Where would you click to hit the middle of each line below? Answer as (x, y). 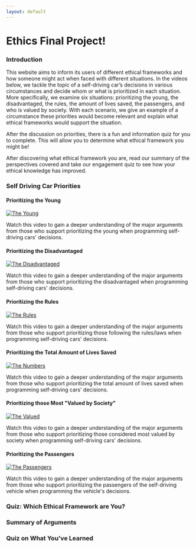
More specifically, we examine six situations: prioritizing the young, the (92, 98)
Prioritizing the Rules (32, 302)
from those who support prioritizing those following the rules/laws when (94, 333)
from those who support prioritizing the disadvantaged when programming (97, 282)
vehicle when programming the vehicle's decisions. (68, 491)
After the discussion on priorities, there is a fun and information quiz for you (98, 134)
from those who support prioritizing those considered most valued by (91, 434)
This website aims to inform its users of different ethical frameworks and (94, 72)
